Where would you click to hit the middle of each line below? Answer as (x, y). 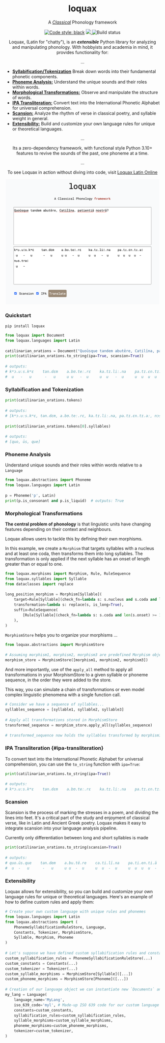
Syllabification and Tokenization (44, 389)
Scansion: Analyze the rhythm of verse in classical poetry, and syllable (84, 113)
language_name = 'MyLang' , (39, 1000)
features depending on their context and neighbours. (58, 529)
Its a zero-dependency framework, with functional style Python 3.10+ (82, 148)
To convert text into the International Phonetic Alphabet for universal (74, 759)
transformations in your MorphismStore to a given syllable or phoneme (77, 675)
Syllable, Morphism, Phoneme (44, 938)
